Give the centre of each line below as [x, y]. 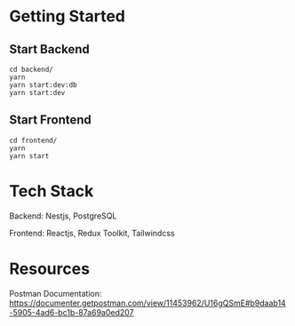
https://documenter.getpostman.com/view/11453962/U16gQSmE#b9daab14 [147, 303]
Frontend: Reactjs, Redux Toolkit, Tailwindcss [92, 233]
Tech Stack [52, 191]
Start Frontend [50, 120]
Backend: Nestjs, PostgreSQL [63, 216]
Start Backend [50, 49]
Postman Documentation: [56, 293]
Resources [50, 269]
